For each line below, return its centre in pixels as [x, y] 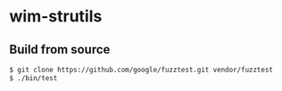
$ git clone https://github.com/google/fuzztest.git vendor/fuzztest [141, 70]
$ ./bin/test [33, 78]
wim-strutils [56, 17]
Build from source [60, 50]
